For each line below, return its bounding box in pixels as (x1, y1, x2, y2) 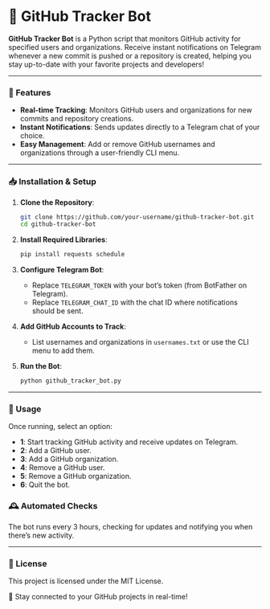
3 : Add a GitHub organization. (19, 454, 119, 464)
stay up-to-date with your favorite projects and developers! (8, 59, 205, 69)
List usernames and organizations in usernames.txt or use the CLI (31, 337, 249, 347)
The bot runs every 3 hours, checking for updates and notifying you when (8, 521, 253, 531)
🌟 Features (8, 87, 51, 98)
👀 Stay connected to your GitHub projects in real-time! (8, 591, 188, 601)
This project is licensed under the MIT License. (8, 576, 164, 586)
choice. (19, 131, 46, 141)
